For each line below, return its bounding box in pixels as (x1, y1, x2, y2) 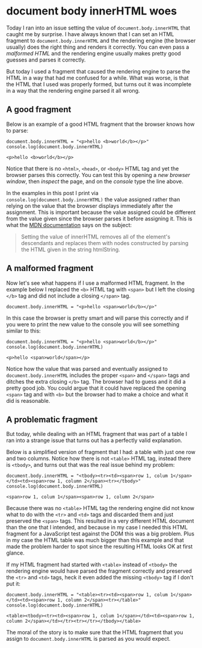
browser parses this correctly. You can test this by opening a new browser (6, 171, 191, 178)
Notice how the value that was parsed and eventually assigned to (6, 365, 168, 372)
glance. (6, 549, 25, 556)
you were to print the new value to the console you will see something (6, 320, 180, 328)
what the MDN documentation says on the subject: (6, 221, 132, 228)
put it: (6, 580, 21, 588)
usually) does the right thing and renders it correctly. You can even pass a (6, 43, 189, 51)
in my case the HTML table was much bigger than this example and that (6, 537, 185, 544)
